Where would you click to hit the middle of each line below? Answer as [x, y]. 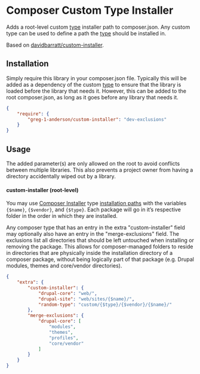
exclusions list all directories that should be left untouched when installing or [100, 241]
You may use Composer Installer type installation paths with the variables [96, 203]
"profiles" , [64, 338]
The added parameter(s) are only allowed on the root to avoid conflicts [93, 163]
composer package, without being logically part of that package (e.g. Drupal [100, 259]
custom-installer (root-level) [42, 190]
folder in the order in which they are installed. [62, 216]
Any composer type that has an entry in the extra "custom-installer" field [96, 227]
